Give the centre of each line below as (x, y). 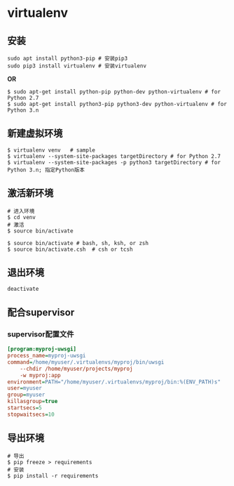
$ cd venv (22, 217)
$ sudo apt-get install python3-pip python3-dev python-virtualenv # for (117, 104)
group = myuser (26, 395)
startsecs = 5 (25, 408)
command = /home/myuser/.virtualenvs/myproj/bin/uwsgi (86, 362)
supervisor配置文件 (41, 334)
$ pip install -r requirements (53, 475)
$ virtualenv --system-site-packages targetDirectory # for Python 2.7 (114, 156)
